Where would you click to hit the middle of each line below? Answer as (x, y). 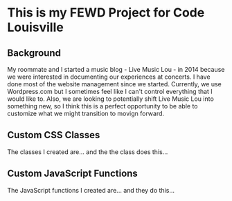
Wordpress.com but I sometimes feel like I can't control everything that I (110, 92)
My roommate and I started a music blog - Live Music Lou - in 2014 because (116, 69)
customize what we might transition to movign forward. (86, 113)
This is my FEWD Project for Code (106, 13)
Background (34, 53)
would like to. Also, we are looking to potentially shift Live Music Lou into (111, 99)
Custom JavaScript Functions (73, 174)
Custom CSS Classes (54, 135)
